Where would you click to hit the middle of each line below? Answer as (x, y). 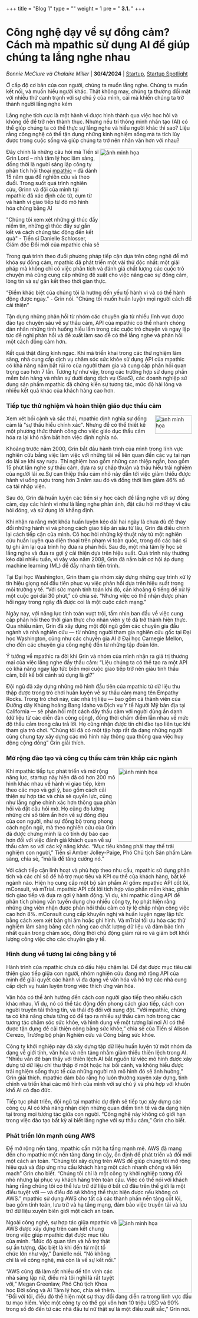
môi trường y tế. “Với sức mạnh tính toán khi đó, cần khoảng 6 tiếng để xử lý (98, 589)
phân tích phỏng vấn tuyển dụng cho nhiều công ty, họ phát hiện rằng (91, 901)
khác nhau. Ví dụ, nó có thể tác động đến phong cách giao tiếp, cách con (95, 1003)
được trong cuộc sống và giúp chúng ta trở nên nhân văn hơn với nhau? (93, 140)
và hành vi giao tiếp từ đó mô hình (47, 202)
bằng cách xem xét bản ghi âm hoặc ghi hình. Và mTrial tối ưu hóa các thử (96, 920)
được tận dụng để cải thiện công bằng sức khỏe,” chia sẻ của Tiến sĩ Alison (98, 1029)
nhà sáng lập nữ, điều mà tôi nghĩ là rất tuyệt (60, 1278)
